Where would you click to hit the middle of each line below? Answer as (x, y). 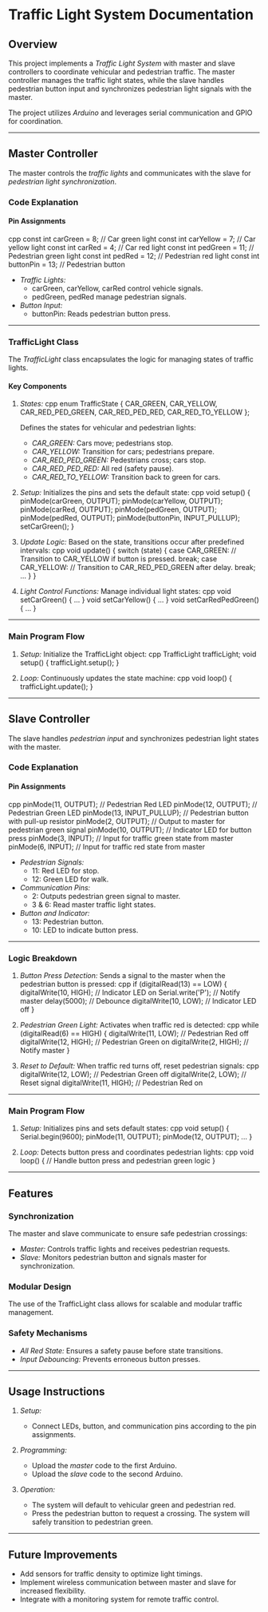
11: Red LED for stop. (65, 870)
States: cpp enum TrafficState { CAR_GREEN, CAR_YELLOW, (118, 404)
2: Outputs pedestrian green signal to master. (106, 896)
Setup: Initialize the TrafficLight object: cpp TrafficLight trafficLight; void (138, 654)
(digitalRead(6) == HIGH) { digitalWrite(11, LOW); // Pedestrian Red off (134, 1033)
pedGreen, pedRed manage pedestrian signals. (109, 296)
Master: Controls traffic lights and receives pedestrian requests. (125, 1249)
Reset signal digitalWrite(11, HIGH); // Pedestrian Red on (111, 1083)
